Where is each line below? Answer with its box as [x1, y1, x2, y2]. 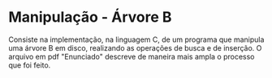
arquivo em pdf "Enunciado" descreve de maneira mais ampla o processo [8, 51, 255, 61]
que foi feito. [8, 60, 51, 70]
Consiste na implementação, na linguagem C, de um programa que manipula [8, 35, 265, 44]
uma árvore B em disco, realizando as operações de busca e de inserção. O [8, 43, 262, 52]
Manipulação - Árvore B [8, 8, 172, 27]
